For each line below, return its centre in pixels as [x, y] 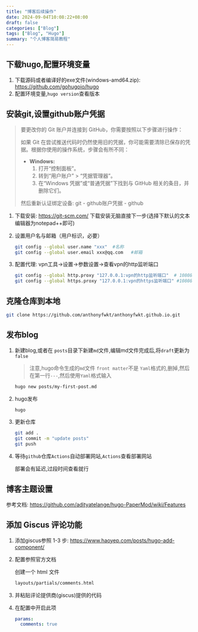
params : [24, 619]
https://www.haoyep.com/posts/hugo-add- [122, 540]
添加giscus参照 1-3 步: [42, 540]
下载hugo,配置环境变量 [48, 65]
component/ [29, 547]
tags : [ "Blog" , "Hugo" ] [35, 34]
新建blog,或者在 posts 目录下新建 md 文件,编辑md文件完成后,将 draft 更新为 [102, 350]
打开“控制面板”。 [59, 168]
